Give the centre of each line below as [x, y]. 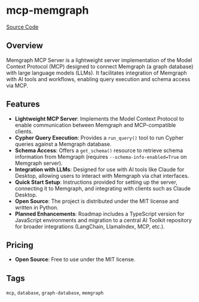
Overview [25, 46]
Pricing [20, 245]
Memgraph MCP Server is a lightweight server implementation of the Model [99, 60]
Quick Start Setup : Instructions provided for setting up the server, [96, 182]
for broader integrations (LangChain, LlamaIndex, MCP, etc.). [90, 226]
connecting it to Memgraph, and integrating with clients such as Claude [103, 188]
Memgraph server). [39, 163]
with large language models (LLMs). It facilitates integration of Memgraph [97, 73]
